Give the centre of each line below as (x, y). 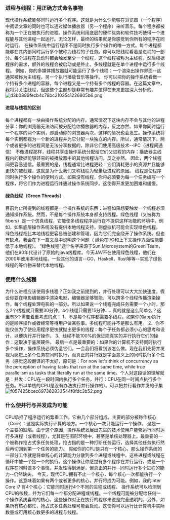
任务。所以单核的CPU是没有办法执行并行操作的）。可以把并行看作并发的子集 (84, 385)
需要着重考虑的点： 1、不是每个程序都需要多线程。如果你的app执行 (91, 317)
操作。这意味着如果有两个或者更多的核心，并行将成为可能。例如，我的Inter (83, 480)
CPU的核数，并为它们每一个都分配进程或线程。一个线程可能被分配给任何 (81, 493)
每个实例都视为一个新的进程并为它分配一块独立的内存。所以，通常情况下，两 (85, 139)
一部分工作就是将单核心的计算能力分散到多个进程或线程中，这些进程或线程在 (85, 455)
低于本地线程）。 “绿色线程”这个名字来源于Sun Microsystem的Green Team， (84, 246)
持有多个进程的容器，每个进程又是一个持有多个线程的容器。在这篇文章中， (87, 83)
